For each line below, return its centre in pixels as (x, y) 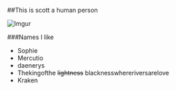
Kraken (27, 80)
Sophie (27, 51)
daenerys (31, 65)
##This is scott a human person (53, 10)
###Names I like (31, 37)
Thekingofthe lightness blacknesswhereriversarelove (93, 73)
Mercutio (30, 58)
